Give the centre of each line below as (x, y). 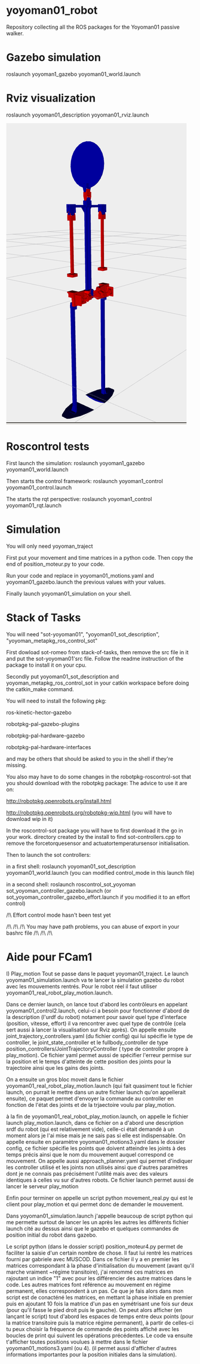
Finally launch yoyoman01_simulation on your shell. (69, 593)
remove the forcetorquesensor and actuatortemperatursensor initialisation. (98, 843)
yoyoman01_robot (52, 10)
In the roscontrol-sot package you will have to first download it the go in (95, 830)
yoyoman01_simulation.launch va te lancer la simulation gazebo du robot (95, 980)
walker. (15, 33)
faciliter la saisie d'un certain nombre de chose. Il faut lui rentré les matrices (99, 1253)
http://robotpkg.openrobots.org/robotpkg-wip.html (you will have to (89, 812)
